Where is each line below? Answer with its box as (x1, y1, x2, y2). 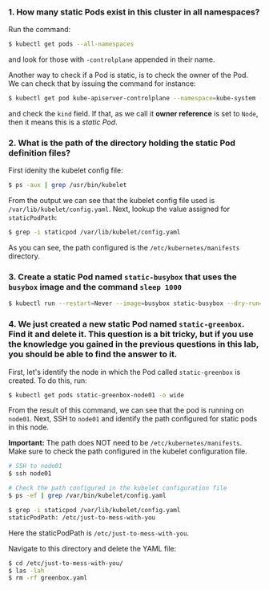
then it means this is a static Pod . (8, 117, 118, 127)
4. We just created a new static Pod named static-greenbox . (8, 319, 245, 330)
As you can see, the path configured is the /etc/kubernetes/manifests (8, 243, 240, 253)
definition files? (8, 147, 70, 158)
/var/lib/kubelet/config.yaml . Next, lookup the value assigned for (8, 204, 231, 214)
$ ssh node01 (8, 470, 52, 478)
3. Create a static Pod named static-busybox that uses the (8, 271, 238, 283)
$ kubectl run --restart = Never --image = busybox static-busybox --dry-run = (8, 299, 263, 307)
